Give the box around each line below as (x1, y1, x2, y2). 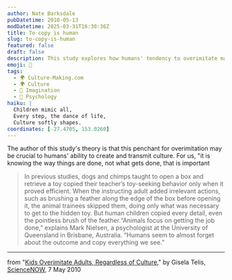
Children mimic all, (13, 106, 72, 113)
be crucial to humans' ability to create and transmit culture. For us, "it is (7, 152, 211, 160)
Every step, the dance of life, (13, 112, 107, 119)
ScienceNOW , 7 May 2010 (7, 266, 81, 274)
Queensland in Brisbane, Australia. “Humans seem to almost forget (23, 231, 214, 239)
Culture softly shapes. (13, 119, 81, 126)
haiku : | (7, 100, 32, 107)
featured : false (7, 42, 54, 49)
